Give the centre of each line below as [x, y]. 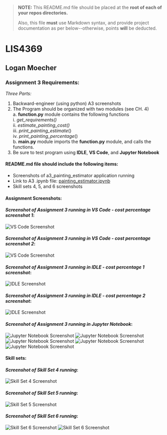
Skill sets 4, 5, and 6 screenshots [48, 187]
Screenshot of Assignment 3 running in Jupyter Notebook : [69, 324]
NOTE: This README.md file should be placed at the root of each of [90, 7]
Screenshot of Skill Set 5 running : [42, 393]
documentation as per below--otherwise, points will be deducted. [87, 28]
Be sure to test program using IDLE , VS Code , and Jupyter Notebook [86, 152]
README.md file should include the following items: [62, 164]
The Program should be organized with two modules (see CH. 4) [81, 109]
